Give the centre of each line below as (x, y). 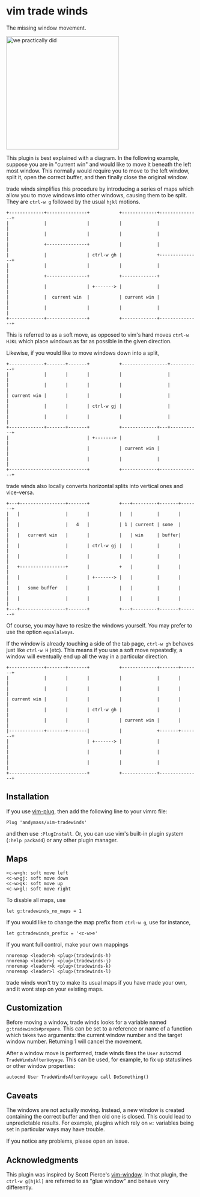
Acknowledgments (43, 1160)
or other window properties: (41, 1066)
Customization (35, 1008)
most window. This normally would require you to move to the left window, (98, 171)
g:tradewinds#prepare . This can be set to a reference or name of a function (99, 1029)
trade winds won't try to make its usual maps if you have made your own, (97, 982)
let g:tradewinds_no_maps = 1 (44, 911)
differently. (20, 1187)
